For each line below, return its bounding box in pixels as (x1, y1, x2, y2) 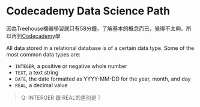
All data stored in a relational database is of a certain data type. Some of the (6, 44, 195, 52)
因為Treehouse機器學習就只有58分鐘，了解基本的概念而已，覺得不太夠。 (6, 25, 187, 32)
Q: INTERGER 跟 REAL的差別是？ (20, 94, 102, 101)
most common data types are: (6, 50, 80, 58)
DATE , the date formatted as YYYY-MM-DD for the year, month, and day (14, 75, 191, 82)
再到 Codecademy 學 (11, 32, 61, 40)
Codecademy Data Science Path (6, 4, 170, 18)
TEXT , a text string (14, 69, 59, 76)
